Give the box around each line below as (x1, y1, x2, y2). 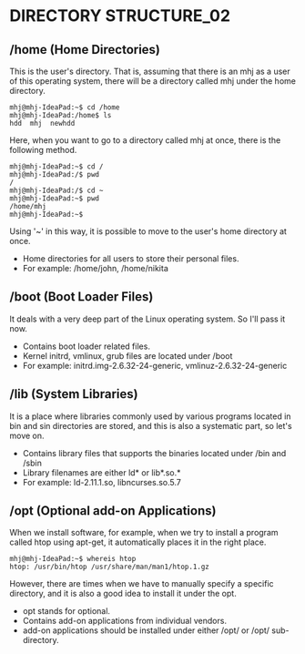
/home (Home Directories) (9, 42, 161, 57)
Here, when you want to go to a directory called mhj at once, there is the (9, 135, 281, 146)
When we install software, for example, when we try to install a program (9, 527, 280, 538)
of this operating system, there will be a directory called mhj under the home (9, 76, 296, 87)
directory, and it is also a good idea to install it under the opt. (9, 588, 237, 599)
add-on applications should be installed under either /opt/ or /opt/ (22, 625, 270, 636)
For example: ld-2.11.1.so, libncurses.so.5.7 (22, 476, 182, 487)
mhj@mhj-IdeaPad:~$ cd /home (9, 103, 120, 112)
